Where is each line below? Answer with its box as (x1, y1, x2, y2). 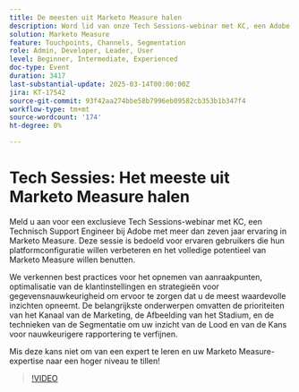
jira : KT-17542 (9, 88, 66, 97)
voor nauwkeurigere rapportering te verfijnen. (9, 328, 178, 339)
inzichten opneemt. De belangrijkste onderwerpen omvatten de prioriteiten (9, 300, 285, 311)
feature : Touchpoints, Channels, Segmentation (9, 38, 186, 47)
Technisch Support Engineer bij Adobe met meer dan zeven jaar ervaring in (9, 226, 287, 236)
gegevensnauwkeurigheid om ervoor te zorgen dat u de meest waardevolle (9, 290, 286, 301)
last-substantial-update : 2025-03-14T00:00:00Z (9, 80, 191, 89)
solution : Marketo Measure (9, 30, 110, 38)
